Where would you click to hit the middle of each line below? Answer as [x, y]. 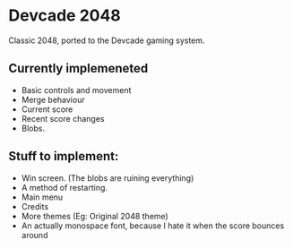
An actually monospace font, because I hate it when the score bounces [153, 226]
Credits [35, 206]
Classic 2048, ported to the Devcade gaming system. [107, 40]
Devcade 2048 [65, 16]
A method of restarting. [65, 187]
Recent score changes [63, 118]
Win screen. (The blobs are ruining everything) [108, 178]
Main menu [42, 197]
